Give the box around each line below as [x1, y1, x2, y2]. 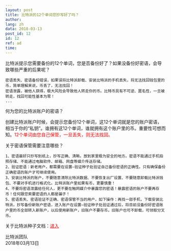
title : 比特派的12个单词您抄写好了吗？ [5, 12, 79, 17]
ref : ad [5, 41, 22, 46]
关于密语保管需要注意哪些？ [5, 142, 64, 148]
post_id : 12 [5, 31, 31, 36]
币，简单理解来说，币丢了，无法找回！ [5, 83, 74, 88]
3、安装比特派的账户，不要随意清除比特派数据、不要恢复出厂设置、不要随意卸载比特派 [5, 175, 160, 180]
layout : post [5, 7, 33, 13]
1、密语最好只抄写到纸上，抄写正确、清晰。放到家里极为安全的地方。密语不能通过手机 [5, 154, 160, 159]
